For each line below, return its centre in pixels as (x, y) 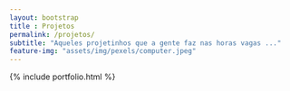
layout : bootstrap (44, 18)
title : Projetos (42, 26)
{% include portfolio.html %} (63, 77)
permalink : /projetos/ (52, 34)
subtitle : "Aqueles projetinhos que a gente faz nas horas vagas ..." (145, 43)
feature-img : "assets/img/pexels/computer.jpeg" (103, 51)
